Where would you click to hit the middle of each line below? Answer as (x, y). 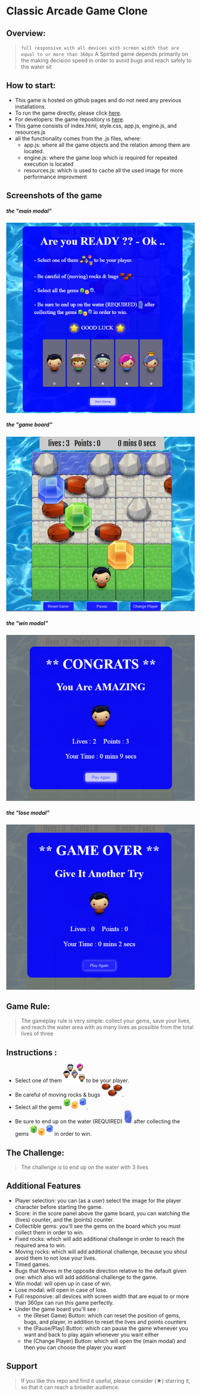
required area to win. (40, 1245)
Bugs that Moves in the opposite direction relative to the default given (100, 1270)
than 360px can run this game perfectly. (64, 1302)
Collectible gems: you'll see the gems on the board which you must (98, 1226)
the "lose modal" (28, 813)
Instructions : (32, 1052)
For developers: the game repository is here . (69, 119)
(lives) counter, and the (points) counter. (64, 1219)
